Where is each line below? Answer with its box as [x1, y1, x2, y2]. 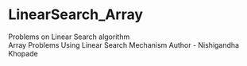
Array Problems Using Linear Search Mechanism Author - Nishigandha [8, 40, 240, 49]
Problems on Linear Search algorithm [8, 32, 130, 41]
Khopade [8, 49, 38, 58]
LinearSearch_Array [8, 6, 144, 24]
